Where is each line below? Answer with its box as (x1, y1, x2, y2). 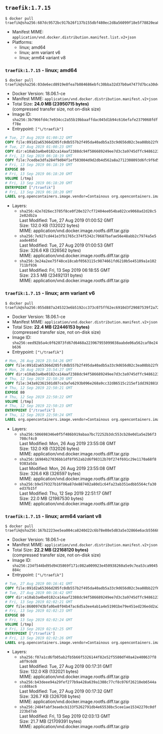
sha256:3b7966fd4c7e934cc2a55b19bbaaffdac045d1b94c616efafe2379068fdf (12, 117, 158, 123)
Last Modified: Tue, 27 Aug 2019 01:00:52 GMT (19, 217, 114, 223)
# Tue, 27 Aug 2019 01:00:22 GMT (5, 135, 73, 141)
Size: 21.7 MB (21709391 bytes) (19, 718, 82, 724)
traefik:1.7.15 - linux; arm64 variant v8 (5, 513, 102, 519)
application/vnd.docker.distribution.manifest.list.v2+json (12, 35, 136, 40)
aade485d (19, 238, 37, 243)
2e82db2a (19, 213, 37, 218)
